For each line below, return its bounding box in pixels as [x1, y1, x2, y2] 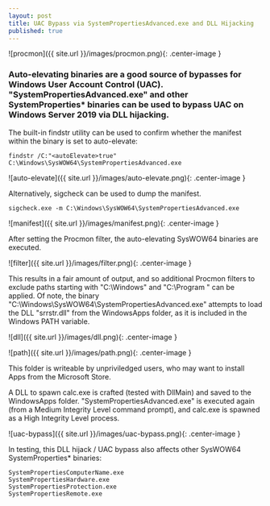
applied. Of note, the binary [8, 291, 99, 301]
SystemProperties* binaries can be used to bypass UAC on [8, 99, 244, 110]
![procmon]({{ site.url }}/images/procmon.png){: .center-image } [8, 49, 222, 59]
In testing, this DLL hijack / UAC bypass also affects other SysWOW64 [8, 444, 242, 454]
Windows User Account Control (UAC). [8, 79, 164, 90]
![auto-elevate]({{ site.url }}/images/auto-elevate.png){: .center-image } [8, 172, 246, 182]
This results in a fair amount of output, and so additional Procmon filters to [8, 273, 255, 283]
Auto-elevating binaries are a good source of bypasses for [8, 69, 242, 81]
